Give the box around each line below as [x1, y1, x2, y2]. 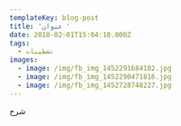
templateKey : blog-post [9, 13, 100, 23]
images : [9, 55, 39, 64]
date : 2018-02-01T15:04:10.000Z [9, 30, 131, 39]
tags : [9, 38, 30, 48]
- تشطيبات [17, 47, 54, 56]
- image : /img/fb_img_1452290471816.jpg [17, 73, 172, 82]
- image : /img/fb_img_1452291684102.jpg [17, 64, 172, 73]
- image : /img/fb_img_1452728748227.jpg [17, 81, 172, 90]
